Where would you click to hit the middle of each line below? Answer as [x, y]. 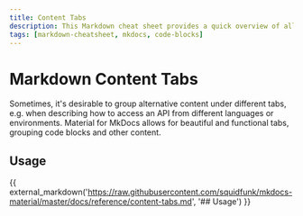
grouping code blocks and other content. [85, 132]
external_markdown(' [49, 192]
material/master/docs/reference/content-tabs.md [101, 202]
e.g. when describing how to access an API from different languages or [142, 113]
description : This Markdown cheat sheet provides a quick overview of [145, 26]
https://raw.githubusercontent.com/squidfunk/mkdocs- [190, 192]
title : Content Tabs [48, 18]
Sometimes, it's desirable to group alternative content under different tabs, [148, 103]
